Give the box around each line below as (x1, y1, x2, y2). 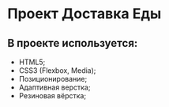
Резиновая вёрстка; (18, 91, 87, 100)
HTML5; (18, 57, 46, 67)
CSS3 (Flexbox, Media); (18, 66, 96, 75)
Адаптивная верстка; (18, 82, 91, 92)
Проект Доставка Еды (7, 5, 162, 23)
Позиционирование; (18, 75, 88, 83)
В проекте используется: (7, 36, 138, 50)
